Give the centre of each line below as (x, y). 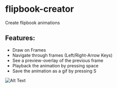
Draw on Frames (29, 50)
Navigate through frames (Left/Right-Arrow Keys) (62, 55)
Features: (20, 38)
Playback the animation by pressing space (55, 65)
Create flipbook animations (33, 23)
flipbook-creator (39, 9)
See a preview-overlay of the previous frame (58, 60)
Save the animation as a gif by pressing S (54, 71)
